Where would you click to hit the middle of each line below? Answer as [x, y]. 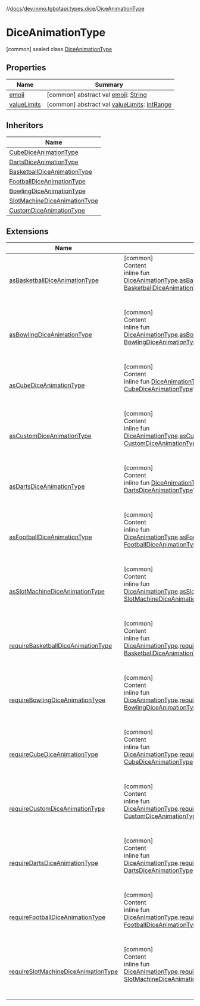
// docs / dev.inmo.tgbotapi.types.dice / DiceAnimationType [75, 9]
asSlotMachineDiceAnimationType [57, 592]
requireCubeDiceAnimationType [54, 754]
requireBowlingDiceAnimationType [57, 700]
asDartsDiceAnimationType [47, 486]
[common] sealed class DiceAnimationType [59, 49]
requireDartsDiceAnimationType [54, 863]
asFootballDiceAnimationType [51, 537]
